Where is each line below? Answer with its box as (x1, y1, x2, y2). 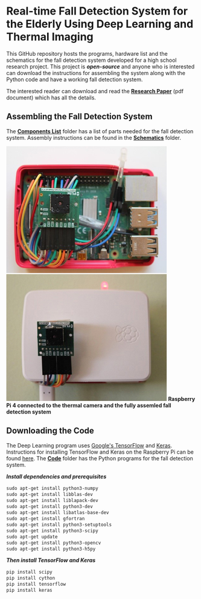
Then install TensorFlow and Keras (6, 556, 96, 564)
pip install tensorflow (6, 581, 66, 587)
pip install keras (6, 587, 53, 593)
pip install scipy (6, 569, 53, 575)
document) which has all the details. (6, 94, 97, 101)
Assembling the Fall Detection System (6, 111, 153, 122)
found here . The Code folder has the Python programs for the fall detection (6, 454, 193, 462)
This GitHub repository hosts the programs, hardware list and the (6, 50, 168, 57)
